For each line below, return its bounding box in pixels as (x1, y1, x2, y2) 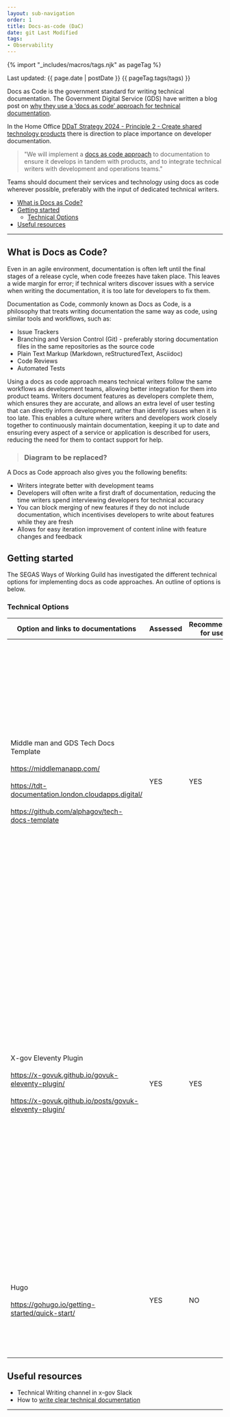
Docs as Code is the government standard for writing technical (7, 87, 184, 95)
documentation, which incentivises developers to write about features (16, 511, 214, 519)
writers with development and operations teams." (23, 165, 163, 173)
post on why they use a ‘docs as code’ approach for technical (7, 102, 181, 110)
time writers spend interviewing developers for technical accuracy (16, 496, 204, 504)
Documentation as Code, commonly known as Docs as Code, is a (7, 299, 192, 308)
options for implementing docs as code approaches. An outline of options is (7, 577, 221, 586)
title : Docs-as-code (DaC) (7, 23, 84, 29)
